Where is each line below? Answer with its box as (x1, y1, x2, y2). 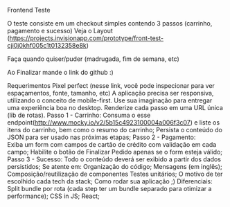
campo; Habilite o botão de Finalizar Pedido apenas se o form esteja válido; (7, 148, 223, 156)
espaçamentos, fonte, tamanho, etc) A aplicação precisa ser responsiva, (7, 89, 214, 97)
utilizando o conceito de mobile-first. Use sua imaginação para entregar (7, 96, 213, 105)
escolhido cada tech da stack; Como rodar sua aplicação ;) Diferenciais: (7, 177, 213, 186)
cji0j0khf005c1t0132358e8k (7, 42, 87, 49)
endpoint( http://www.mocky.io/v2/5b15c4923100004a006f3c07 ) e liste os (7, 118, 220, 127)
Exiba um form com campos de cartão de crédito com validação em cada (7, 141, 217, 148)
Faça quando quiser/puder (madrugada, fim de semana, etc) (7, 55, 180, 63)
